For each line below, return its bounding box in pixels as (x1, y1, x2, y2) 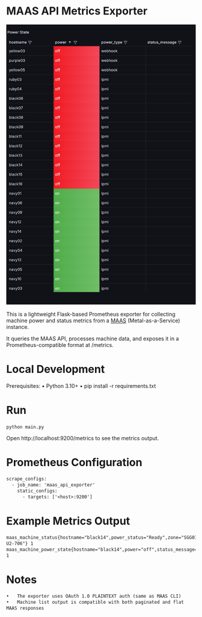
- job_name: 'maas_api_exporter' (11, 482, 96, 488)
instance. (6, 323, 29, 330)
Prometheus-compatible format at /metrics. (6, 341, 114, 348)
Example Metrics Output (6, 514, 130, 527)
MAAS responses (6, 606, 44, 612)
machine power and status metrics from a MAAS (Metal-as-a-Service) (6, 317, 180, 324)
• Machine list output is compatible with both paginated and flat (6, 600, 185, 606)
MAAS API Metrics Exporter (6, 4, 148, 18)
